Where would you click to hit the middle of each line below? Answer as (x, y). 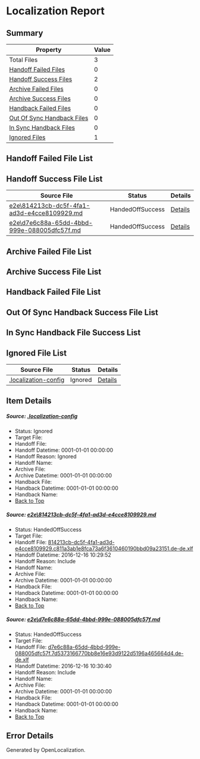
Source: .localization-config (42, 416)
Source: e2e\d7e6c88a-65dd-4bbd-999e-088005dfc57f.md (83, 619)
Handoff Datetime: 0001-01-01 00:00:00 (64, 450)
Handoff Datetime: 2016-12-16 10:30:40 (63, 666)
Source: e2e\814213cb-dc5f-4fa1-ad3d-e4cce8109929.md (81, 514)
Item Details (29, 401)
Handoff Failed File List (50, 158)
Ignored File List (37, 353)
